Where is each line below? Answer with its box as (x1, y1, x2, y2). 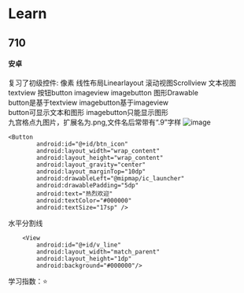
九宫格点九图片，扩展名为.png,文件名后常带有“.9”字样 (8, 117, 182, 127)
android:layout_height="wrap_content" (36, 154, 164, 161)
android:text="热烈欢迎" (36, 190, 113, 198)
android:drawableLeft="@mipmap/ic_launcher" (36, 174, 185, 182)
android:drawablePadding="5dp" (36, 181, 139, 189)
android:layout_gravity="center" (36, 161, 146, 169)
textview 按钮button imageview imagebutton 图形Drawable (8, 87, 199, 97)
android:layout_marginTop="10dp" (36, 167, 146, 176)
